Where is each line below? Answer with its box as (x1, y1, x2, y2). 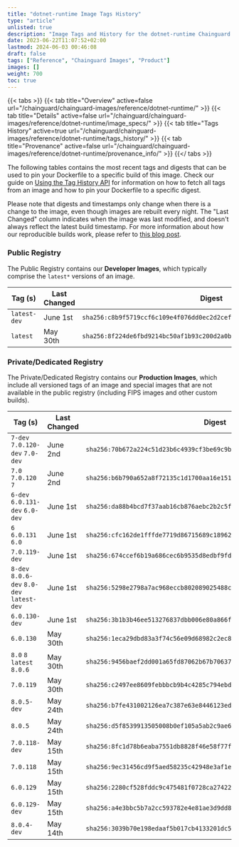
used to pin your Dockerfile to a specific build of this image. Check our (7, 171, 215, 179)
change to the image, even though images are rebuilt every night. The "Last (7, 208, 229, 216)
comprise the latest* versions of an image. (7, 272, 135, 280)
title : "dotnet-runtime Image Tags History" (7, 10, 142, 18)
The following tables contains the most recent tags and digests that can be (7, 163, 227, 172)
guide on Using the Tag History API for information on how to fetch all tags (7, 178, 225, 187)
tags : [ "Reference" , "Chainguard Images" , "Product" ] (7, 57, 171, 64)
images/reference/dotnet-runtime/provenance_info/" (7, 149, 162, 158)
